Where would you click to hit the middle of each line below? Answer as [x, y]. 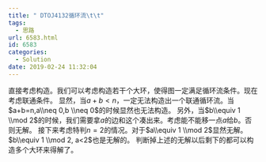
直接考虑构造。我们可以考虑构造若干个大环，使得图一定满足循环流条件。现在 [133, 90]
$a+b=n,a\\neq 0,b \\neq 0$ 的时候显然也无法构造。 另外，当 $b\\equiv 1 [125, 110]
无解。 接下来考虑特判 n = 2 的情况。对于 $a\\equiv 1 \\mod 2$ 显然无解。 [131, 130]
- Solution [33, 60]
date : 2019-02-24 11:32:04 [53, 67]
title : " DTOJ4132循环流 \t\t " [56, 15]
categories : [28, 52]
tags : [17, 23]
